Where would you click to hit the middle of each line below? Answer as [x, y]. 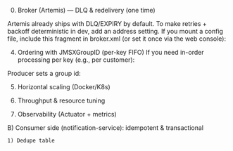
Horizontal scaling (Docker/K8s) [64, 87]
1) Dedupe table [31, 140]
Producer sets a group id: [44, 73]
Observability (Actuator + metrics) [67, 114]
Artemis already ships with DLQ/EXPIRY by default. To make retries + [107, 24]
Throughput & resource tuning [61, 100]
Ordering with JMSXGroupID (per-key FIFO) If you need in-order [111, 52]
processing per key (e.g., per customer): [76, 60]
